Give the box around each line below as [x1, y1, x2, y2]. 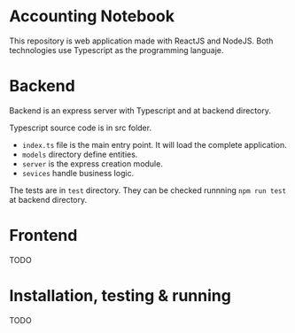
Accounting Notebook [9, 6, 175, 27]
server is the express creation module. [21, 158, 164, 169]
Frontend [9, 226, 78, 245]
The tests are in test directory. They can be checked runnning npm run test [9, 184, 286, 196]
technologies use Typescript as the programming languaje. [9, 44, 224, 55]
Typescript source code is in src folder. [9, 122, 152, 133]
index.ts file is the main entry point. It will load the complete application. [21, 139, 288, 150]
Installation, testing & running [9, 286, 232, 306]
